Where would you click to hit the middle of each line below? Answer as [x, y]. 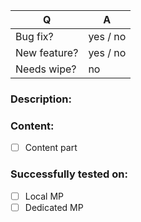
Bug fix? [34, 36]
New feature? [47, 52]
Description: [41, 99]
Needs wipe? [46, 69]
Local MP [44, 196]
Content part [51, 148]
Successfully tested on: [69, 174]
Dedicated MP [54, 207]
